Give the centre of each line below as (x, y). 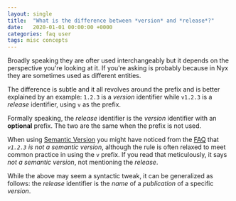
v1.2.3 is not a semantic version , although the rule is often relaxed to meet (117, 147)
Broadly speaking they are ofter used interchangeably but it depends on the (118, 60)
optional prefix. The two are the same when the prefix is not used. (104, 126)
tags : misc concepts (38, 40)
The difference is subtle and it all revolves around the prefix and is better (114, 89)
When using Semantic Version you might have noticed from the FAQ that (113, 140)
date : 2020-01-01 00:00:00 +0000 (60, 27)
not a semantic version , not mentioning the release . (83, 162)
